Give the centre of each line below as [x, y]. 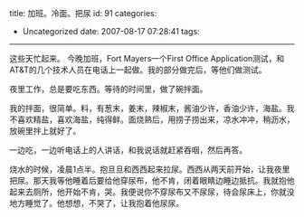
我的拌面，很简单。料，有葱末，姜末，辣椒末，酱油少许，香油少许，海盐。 [148, 108]
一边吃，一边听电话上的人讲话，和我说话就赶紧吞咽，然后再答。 [128, 150]
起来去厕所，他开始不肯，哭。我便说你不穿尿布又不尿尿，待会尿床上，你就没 [152, 192]
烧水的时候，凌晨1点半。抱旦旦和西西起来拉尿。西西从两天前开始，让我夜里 [150, 169]
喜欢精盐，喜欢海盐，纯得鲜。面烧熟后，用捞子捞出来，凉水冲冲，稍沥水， [156, 119]
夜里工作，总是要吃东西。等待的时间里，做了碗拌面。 [109, 89]
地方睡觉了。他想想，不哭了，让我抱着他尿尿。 [96, 203]
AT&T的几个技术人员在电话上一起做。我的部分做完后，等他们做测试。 [138, 70]
